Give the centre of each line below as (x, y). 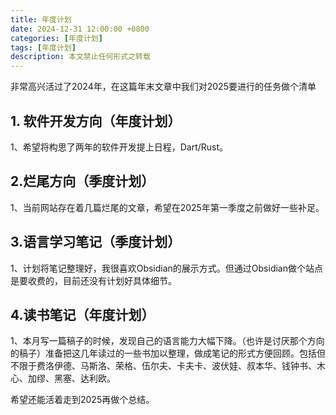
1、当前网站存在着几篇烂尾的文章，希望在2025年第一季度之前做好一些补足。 (167, 207)
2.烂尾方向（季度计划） (82, 181)
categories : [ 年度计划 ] (56, 38)
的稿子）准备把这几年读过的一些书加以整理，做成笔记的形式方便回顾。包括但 (168, 353)
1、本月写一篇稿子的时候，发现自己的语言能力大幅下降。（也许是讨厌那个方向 (167, 341)
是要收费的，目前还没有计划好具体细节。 (93, 280)
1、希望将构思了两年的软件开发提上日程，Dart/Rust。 (119, 147)
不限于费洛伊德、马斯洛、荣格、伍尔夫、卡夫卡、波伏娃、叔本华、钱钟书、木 (168, 366)
